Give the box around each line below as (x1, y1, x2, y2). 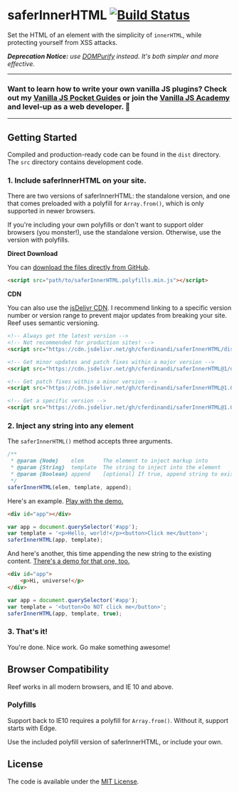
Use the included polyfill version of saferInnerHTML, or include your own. (7, 737, 223, 746)
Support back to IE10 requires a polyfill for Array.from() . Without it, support (7, 716, 229, 724)
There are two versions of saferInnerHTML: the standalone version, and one (7, 192, 230, 200)
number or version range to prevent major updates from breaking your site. (7, 311, 228, 320)
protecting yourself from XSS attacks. (7, 38, 118, 46)
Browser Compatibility (7, 663, 109, 675)
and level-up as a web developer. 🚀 (7, 102, 130, 112)
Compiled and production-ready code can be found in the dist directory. (7, 150, 221, 159)
